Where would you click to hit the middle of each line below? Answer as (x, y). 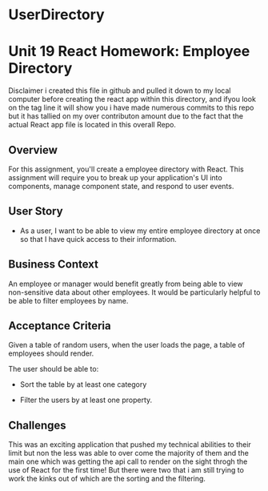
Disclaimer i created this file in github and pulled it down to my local (120, 91)
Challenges (37, 425)
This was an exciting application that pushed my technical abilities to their (130, 445)
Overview (33, 150)
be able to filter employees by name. (68, 300)
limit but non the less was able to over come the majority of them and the (129, 453)
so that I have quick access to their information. (98, 239)
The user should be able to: (54, 369)
